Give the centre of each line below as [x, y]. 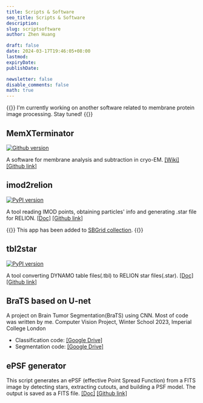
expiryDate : [21, 62]
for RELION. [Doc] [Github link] [45, 218]
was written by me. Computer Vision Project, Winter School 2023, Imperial [99, 322]
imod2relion [30, 185]
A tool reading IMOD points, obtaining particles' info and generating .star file [101, 212]
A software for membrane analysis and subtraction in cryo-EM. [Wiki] [93, 159]
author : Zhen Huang [31, 35]
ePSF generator [36, 366]
